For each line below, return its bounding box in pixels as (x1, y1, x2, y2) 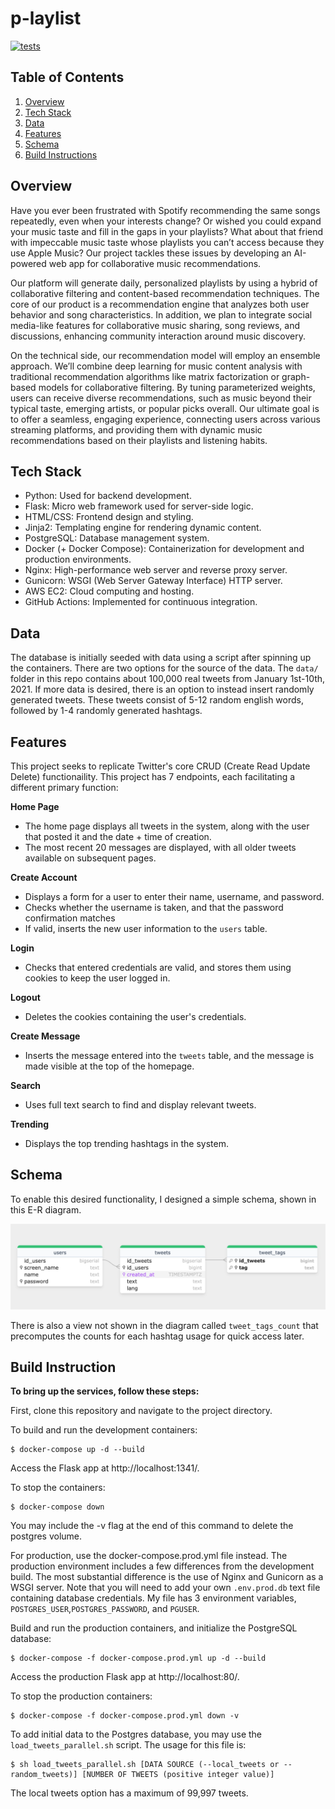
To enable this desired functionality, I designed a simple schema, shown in (10, 1193, 317, 1205)
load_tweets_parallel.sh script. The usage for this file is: (10, 1739, 247, 1751)
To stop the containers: (10, 1482, 106, 1494)
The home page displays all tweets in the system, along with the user (24, 820, 310, 832)
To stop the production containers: (10, 1690, 153, 1702)
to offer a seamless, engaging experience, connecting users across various (10, 413, 321, 425)
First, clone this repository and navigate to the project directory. (10, 1405, 273, 1417)
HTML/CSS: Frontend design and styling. (24, 511, 194, 523)
